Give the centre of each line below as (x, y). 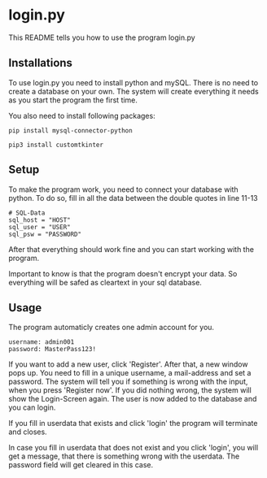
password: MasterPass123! (52, 350)
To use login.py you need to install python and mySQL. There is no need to (133, 82)
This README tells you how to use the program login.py (102, 37)
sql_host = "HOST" (39, 220)
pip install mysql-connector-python (70, 130)
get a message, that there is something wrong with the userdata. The (124, 456)
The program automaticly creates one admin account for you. (111, 328)
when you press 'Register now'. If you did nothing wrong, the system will (130, 390)
